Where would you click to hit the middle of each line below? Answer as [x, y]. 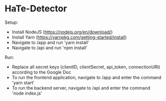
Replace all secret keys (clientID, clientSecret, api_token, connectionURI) [86, 67]
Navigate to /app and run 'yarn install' [50, 42]
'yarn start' [23, 83]
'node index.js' [27, 93]
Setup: [11, 22]
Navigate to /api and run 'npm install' [50, 48]
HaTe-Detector [36, 9]
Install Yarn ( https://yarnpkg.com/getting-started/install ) [69, 37]
